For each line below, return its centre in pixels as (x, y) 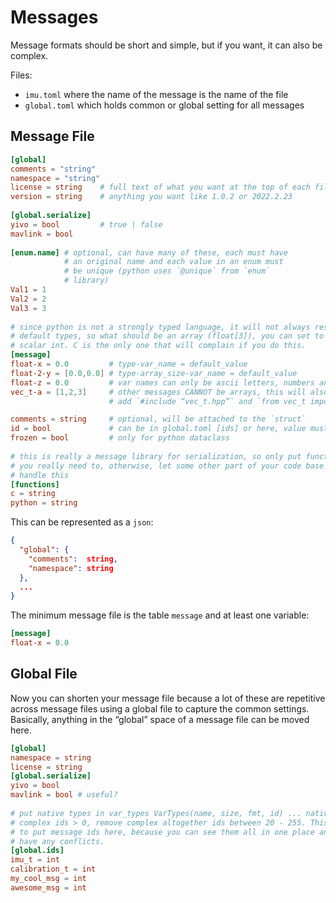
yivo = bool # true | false (86, 224)
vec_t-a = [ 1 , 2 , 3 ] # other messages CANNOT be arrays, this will (158, 392)
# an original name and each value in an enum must (173, 262)
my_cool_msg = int (48, 879)
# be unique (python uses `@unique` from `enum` (167, 271)
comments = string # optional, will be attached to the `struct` (158, 419)
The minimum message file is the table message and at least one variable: (160, 615)
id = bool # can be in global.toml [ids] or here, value (158, 429)
